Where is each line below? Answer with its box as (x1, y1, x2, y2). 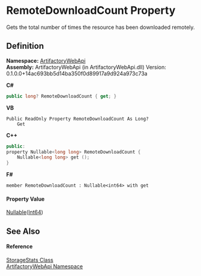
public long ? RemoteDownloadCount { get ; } (6, 93, 117, 99)
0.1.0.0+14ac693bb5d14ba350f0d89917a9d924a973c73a (6, 70, 148, 77)
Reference (6, 243, 33, 250)
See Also (6, 226, 40, 236)
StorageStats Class (6, 256, 54, 263)
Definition (6, 41, 44, 51)
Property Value (6, 195, 45, 202)
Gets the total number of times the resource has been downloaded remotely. (6, 24, 195, 31)
